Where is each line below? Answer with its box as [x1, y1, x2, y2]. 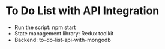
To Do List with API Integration [5, 4, 160, 18]
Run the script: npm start [14, 24, 76, 31]
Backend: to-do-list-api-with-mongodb [14, 36, 112, 43]
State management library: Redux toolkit [14, 30, 114, 37]
